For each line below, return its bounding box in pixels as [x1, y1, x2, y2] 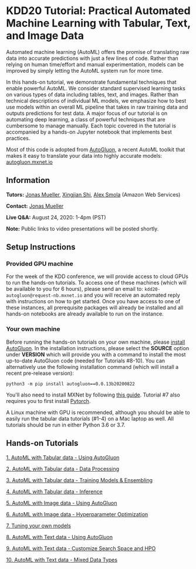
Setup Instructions [6, 242, 76, 252]
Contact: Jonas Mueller [6, 202, 64, 209]
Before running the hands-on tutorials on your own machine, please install [6, 338, 185, 346]
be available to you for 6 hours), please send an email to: [6, 286, 144, 293]
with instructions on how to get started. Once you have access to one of [6, 298, 181, 305]
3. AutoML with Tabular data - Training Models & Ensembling [6, 476, 153, 483]
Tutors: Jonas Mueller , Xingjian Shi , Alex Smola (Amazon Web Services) [6, 191, 181, 198]
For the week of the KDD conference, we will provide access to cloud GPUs [6, 273, 189, 280]
